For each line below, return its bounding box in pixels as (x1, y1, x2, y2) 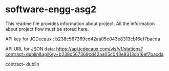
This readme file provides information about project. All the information (5, 20, 155, 27)
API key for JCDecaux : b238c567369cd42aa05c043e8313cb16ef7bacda (5, 36, 160, 42)
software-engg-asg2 (5, 4, 97, 15)
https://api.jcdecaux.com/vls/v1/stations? (56, 45, 143, 52)
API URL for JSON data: (5, 45, 55, 52)
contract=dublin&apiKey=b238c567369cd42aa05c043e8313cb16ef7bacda (5, 51, 164, 57)
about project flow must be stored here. (5, 26, 89, 32)
